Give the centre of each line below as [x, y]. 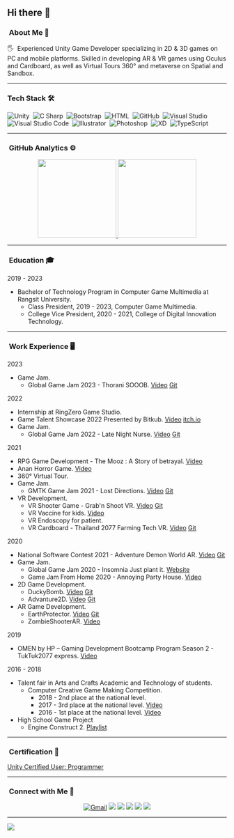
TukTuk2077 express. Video [57, 655]
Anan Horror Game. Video [54, 468]
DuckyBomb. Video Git [60, 591]
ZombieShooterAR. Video [64, 621]
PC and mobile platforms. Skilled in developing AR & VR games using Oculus [117, 58]
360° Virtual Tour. [42, 476]
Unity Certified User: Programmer [56, 767]
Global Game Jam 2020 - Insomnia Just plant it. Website [109, 569]
